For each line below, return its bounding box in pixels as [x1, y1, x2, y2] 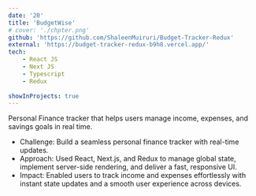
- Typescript [22, 70, 65, 78]
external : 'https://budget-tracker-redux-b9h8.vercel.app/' [8, 41, 210, 49]
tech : [8, 48, 26, 56]
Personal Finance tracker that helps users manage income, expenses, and [8, 113, 249, 123]
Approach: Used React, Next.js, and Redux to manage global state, [19, 154, 236, 164]
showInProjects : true [8, 92, 80, 100]
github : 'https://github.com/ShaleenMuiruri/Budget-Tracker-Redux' [8, 33, 235, 42]
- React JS [22, 56, 58, 64]
